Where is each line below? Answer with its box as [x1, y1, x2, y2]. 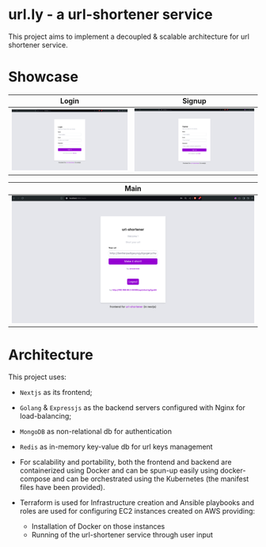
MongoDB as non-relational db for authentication [19, 426, 173, 436]
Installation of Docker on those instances [31, 521, 165, 531]
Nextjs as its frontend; [19, 387, 93, 397]
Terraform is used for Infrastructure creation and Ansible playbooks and [19, 497, 255, 507]
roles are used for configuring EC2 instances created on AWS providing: [19, 506, 256, 515]
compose [19, 473, 51, 484]
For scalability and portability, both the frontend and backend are [19, 457, 232, 466]
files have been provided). [19, 482, 105, 492]
